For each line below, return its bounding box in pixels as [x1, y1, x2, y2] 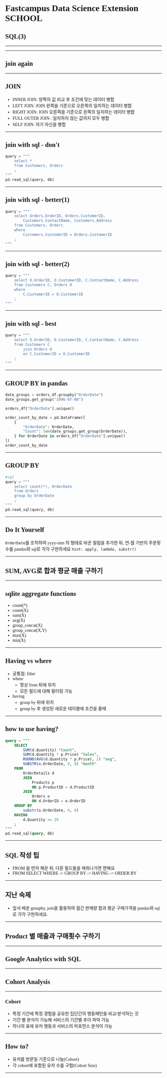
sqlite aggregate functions [5, 589, 77, 597]
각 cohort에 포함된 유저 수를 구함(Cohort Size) [12, 1063, 97, 1069]
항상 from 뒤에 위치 [19, 682, 56, 687]
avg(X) [12, 618, 25, 623]
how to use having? [5, 725, 59, 733]
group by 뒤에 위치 [19, 700, 54, 705]
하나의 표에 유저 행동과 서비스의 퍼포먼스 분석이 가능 [12, 1024, 113, 1029]
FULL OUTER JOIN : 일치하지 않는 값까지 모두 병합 [12, 115, 109, 121]
